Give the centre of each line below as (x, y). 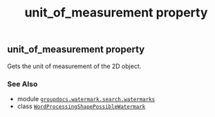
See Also (22, 84)
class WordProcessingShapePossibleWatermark (81, 106)
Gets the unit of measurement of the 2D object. (74, 66)
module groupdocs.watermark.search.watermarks (86, 98)
